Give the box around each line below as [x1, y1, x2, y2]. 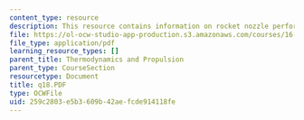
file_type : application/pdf [9, 38, 116, 48]
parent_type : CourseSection [9, 64, 116, 73]
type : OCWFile [9, 88, 63, 97]
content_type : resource [9, 13, 100, 23]
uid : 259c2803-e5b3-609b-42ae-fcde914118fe [9, 97, 176, 106]
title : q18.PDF [9, 80, 67, 89]
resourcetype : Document [9, 72, 100, 81]
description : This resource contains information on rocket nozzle [9, 22, 270, 31]
